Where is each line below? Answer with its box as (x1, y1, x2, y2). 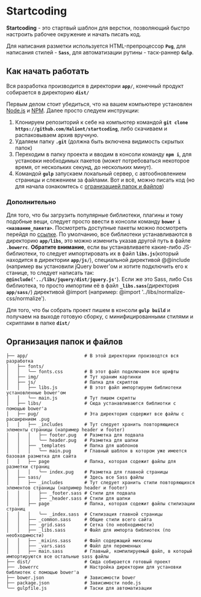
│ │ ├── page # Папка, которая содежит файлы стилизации (6, 500, 196, 506)
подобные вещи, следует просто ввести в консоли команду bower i (6, 218, 181, 225)
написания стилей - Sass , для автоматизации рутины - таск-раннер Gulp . (6, 48, 194, 56)
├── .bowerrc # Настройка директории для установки (6, 564, 182, 570)
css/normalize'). (6, 295, 46, 302)
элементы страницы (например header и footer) (6, 427, 125, 433)
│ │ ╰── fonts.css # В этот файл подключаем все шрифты (6, 368, 179, 375)
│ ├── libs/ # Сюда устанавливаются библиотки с (6, 400, 176, 406)
